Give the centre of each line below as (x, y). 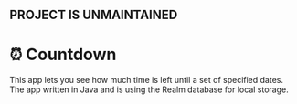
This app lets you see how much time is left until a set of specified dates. (147, 80)
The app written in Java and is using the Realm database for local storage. (149, 89)
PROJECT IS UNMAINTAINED (94, 15)
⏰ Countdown (63, 54)
